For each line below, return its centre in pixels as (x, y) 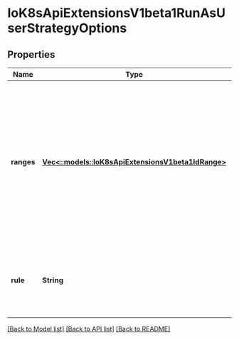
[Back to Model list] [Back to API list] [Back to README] (89, 329)
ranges (23, 162)
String (53, 280)
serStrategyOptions (67, 28)
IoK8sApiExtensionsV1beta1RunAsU (117, 13)
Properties (31, 54)
